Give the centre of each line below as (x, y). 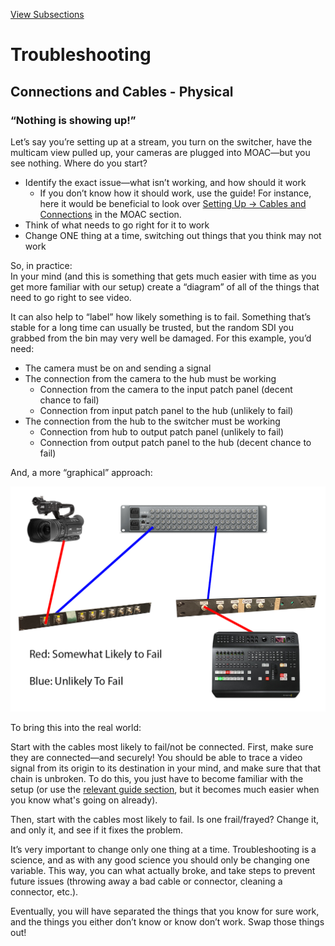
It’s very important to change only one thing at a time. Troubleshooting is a (163, 849)
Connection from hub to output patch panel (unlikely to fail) (162, 431)
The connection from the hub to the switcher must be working (152, 421)
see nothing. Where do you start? (79, 163)
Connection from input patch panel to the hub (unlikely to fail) (166, 410)
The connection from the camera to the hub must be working (150, 378)
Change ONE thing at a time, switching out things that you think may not (173, 235)
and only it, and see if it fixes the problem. (97, 830)
